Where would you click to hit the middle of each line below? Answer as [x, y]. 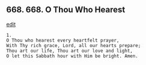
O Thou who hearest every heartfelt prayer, [63, 40]
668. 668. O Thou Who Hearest [66, 10]
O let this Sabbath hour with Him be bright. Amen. [72, 56]
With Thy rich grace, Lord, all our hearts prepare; [74, 45]
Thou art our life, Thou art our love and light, [70, 51]
